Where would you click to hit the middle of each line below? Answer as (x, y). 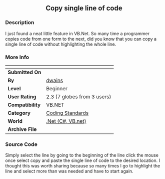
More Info (17, 57)
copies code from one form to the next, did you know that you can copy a (81, 39)
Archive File (22, 129)
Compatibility (24, 105)
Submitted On (24, 72)
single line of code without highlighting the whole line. (61, 44)
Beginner (57, 88)
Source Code (21, 144)
